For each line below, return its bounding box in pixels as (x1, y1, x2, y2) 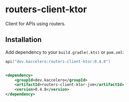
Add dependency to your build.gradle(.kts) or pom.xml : (5, 49, 124, 55)
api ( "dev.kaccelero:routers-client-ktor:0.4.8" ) (5, 59, 111, 64)
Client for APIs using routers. (5, 21, 66, 27)
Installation (5, 35, 42, 44)
